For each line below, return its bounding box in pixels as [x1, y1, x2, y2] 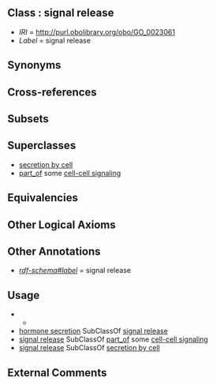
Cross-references [7, 85, 98, 99]
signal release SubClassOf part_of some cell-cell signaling [18, 335, 208, 344]
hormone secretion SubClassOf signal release [18, 327, 169, 336]
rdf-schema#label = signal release [18, 266, 132, 275]
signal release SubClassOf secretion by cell [18, 343, 161, 353]
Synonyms [7, 58, 61, 72]
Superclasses [7, 139, 76, 152]
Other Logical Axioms [7, 218, 116, 231]
